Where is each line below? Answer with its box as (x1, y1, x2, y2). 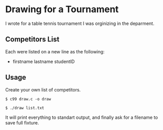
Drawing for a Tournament (5, 4, 119, 15)
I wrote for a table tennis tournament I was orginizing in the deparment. (5, 20, 154, 26)
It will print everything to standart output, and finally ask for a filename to (5, 114, 158, 120)
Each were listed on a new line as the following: (5, 48, 105, 54)
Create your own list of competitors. (5, 86, 81, 92)
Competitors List (5, 35, 60, 44)
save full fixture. (5, 119, 39, 125)
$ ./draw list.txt (5, 105, 44, 110)
